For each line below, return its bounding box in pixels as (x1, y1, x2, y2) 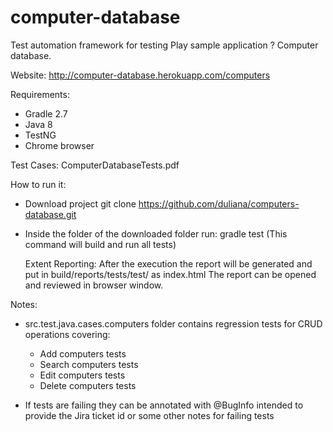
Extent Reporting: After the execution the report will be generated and (24, 257, 313, 270)
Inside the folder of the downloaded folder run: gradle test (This (24, 227, 288, 240)
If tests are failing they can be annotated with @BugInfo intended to (24, 399, 304, 411)
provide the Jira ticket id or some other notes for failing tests (24, 409, 275, 421)
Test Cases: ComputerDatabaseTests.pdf (10, 159, 180, 171)
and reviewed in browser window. (24, 279, 164, 291)
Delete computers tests (39, 379, 137, 391)
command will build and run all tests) (24, 238, 177, 250)
